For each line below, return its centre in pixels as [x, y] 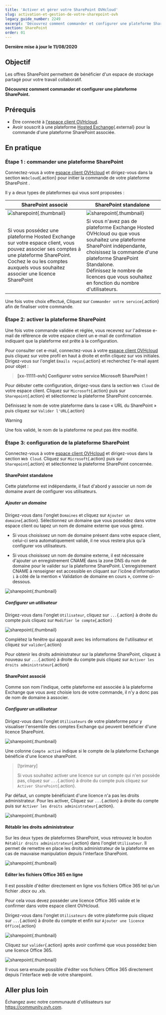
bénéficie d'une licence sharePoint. [41, 756]
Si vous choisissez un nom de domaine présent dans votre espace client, [86, 535]
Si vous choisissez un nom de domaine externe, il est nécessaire [78, 555]
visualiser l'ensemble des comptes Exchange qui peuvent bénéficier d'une [81, 727]
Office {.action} [21, 926]
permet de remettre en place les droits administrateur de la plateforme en [80, 848]
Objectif [18, 62]
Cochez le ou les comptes [38, 262]
